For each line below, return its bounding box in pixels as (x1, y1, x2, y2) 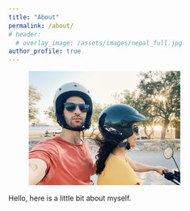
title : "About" (8, 13, 60, 21)
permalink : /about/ (8, 21, 74, 30)
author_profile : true (8, 47, 82, 56)
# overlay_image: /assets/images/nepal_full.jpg (15, 39, 183, 47)
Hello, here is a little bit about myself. (8, 193, 132, 203)
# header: (8, 30, 42, 38)
